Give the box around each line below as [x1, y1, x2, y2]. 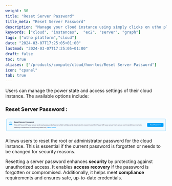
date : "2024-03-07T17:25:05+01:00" [5, 41, 81, 46]
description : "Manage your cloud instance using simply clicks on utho [5, 25, 161, 30]
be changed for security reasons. [5, 148, 76, 154]
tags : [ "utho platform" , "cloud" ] [5, 35, 77, 40]
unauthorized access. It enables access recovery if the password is [5, 164, 149, 170]
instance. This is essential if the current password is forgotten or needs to [5, 143, 161, 149]
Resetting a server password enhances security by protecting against [5, 158, 153, 165]
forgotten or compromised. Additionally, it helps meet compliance [5, 169, 144, 175]
